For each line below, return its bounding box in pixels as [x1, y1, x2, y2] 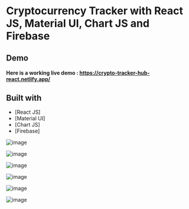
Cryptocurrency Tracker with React [6, 4, 183, 18]
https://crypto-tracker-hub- [79, 69, 150, 76]
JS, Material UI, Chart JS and [6, 17, 149, 30]
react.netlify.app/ [6, 76, 51, 83]
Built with [6, 93, 42, 103]
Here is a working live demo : [6, 69, 79, 76]
